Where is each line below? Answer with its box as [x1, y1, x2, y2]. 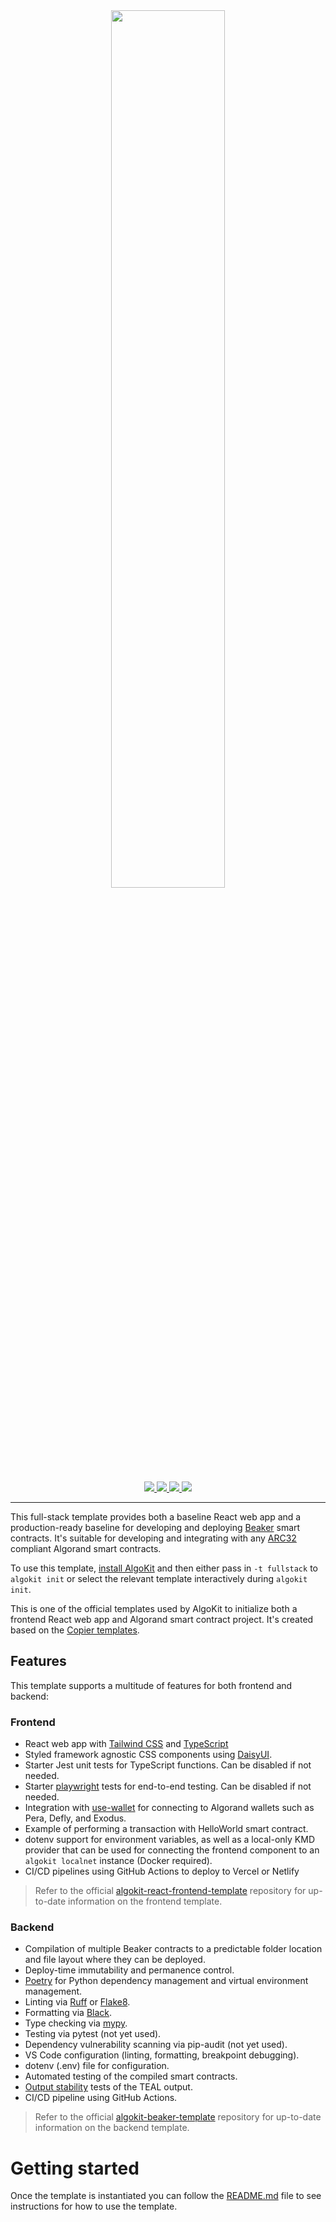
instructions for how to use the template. [10, 2200, 178, 2213]
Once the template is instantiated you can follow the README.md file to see [10, 2190, 322, 2202]
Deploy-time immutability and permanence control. [24, 1964, 235, 1976]
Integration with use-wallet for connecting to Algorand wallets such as [24, 1802, 315, 1814]
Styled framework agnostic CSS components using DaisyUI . [24, 1749, 273, 1761]
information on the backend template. [34, 2122, 190, 2134]
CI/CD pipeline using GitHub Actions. [24, 2092, 178, 2104]
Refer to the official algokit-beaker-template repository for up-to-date [34, 2111, 322, 2123]
